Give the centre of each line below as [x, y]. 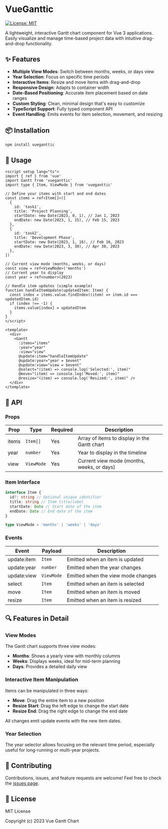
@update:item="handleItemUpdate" [53, 357]
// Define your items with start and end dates [56, 194]
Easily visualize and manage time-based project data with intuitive [73, 38]
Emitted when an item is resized [104, 600]
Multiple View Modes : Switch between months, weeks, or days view [83, 71]
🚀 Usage [18, 160]
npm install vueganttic [30, 145]
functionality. [39, 43]
